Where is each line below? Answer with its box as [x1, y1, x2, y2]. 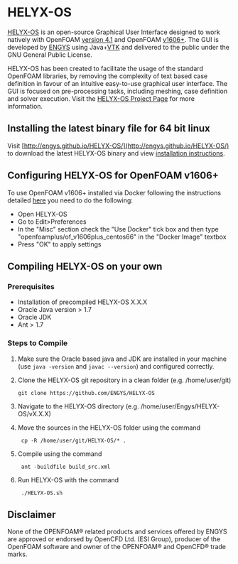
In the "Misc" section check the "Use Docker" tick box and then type [17, 224, 219, 233]
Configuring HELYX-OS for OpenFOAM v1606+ [7, 170, 219, 182]
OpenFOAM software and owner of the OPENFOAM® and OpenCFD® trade [7, 543, 226, 551]
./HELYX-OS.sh [21, 489, 63, 497]
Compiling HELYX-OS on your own [7, 260, 163, 272]
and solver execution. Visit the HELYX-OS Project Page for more [7, 94, 195, 103]
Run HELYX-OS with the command [17, 475, 119, 484]
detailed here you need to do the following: [7, 196, 134, 205]
